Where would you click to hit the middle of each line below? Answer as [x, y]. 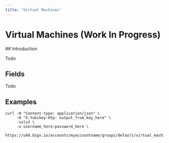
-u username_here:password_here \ [53, 127]
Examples [21, 102]
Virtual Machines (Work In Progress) [83, 34]
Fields [15, 74]
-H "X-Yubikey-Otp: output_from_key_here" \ [64, 118]
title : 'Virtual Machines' [33, 10]
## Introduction [21, 49]
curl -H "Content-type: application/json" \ [53, 113]
